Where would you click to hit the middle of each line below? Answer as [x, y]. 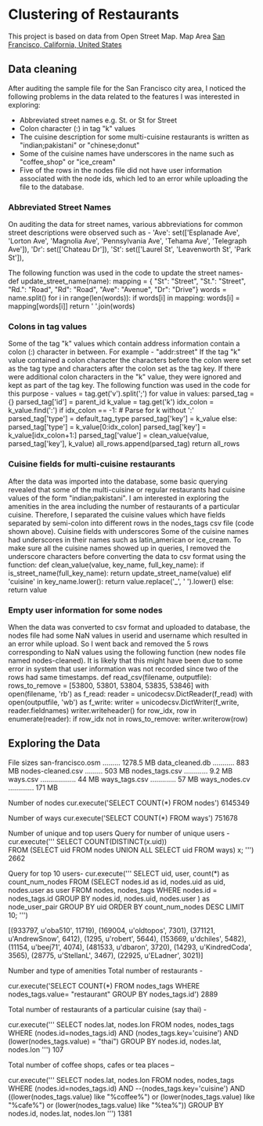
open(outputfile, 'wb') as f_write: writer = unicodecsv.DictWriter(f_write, [124, 702]
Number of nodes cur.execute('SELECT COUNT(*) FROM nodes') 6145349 [129, 802]
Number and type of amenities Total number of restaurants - [106, 971]
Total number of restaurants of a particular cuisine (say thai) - [108, 1009]
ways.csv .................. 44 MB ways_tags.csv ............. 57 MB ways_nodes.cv [129, 779]
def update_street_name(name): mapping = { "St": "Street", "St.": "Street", [127, 281]
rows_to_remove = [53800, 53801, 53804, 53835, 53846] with [108, 685]
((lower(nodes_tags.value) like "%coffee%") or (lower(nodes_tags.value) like [131, 1096]
